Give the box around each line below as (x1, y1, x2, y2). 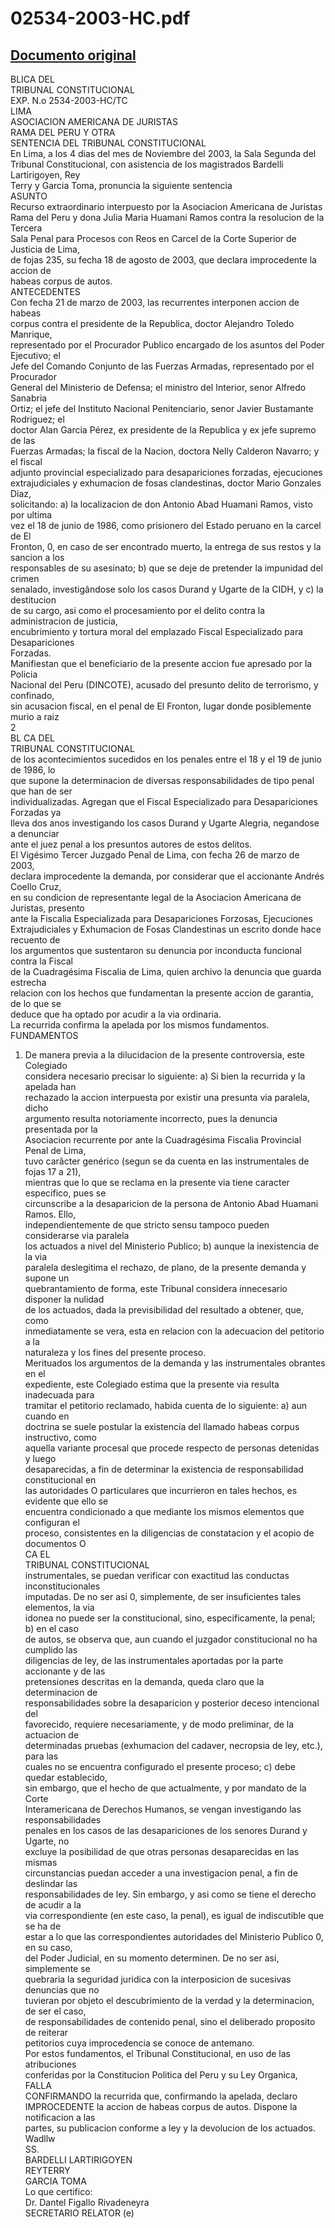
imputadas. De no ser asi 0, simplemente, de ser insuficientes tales (24, 1591, 302, 1602)
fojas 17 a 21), (24, 1166, 82, 1177)
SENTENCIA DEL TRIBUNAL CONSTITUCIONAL (10, 137, 207, 149)
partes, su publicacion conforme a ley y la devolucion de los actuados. (24, 2122, 317, 2134)
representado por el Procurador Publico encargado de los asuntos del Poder (10, 339, 325, 351)
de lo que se (10, 998, 62, 1009)
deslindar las (24, 1878, 78, 1889)
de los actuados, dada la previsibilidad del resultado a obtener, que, (24, 1304, 304, 1316)
